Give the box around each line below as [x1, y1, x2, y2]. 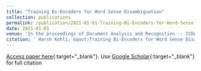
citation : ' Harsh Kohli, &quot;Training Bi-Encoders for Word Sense [6, 36, 184, 42]
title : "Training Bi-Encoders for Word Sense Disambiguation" [6, 8, 165, 15]
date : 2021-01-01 [6, 25, 50, 32]
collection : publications [6, 14, 71, 20]
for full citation [6, 59, 42, 66]
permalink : [6, 20, 33, 26]
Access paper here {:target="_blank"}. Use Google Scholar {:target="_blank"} [6, 53, 195, 60]
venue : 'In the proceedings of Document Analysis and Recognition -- [6, 31, 184, 37]
